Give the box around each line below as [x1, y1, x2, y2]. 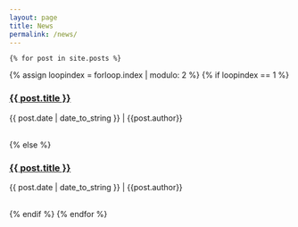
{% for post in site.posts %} [9, 55, 122, 63]
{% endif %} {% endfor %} [9, 208, 108, 219]
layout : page [9, 13, 58, 22]
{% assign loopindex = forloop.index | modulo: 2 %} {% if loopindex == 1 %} [9, 70, 290, 80]
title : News [9, 21, 54, 30]
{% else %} [9, 139, 52, 150]
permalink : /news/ [9, 29, 78, 38]
